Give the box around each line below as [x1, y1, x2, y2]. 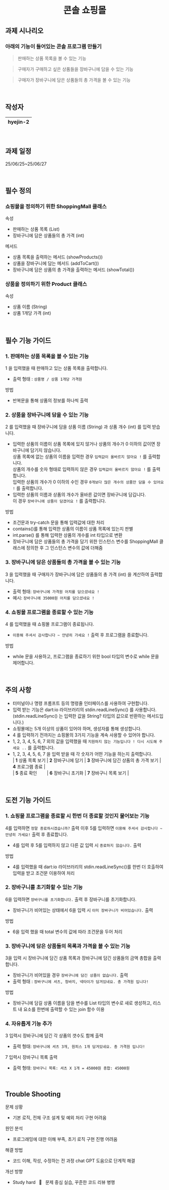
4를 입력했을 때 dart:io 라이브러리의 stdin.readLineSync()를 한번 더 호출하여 [12, 864, 164, 870]
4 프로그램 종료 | [12, 763, 46, 769]
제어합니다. [12, 660, 35, 666]
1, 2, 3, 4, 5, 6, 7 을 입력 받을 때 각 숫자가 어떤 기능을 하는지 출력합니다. [12, 751, 153, 757]
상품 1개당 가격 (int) [12, 310, 51, 316]
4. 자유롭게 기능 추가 [5, 1020, 52, 1027]
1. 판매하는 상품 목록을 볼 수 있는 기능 [5, 353, 89, 360]
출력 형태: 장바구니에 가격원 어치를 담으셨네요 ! [12, 588, 100, 594]
